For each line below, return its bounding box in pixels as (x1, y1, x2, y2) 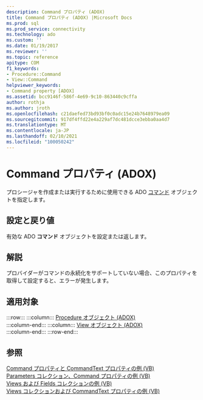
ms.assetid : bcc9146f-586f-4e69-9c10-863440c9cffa (6, 94, 137, 100)
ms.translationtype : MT (6, 122, 67, 128)
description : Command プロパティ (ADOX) (6, 9, 105, 15)
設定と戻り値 (6, 215, 55, 226)
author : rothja (6, 99, 45, 105)
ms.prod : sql (6, 20, 40, 26)
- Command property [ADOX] (6, 88, 75, 94)
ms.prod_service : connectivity (6, 26, 86, 32)
